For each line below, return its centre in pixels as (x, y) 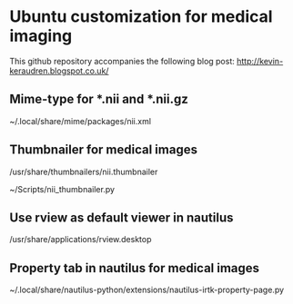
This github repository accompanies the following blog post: (122, 61)
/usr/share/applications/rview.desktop (81, 240)
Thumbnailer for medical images (104, 150)
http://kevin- (260, 61)
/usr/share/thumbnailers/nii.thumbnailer (84, 172)
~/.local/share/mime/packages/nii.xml (81, 121)
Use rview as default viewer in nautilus (121, 217)
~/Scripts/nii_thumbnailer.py (62, 189)
